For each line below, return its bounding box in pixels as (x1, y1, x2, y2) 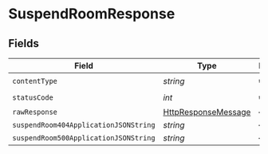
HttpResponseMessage (163, 107, 251, 117)
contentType (12, 77, 58, 85)
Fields (8, 37, 40, 50)
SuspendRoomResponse (8, 5, 175, 23)
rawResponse (12, 108, 58, 116)
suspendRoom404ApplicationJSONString (12, 120, 156, 129)
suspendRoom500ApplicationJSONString (12, 133, 156, 142)
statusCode (12, 93, 53, 102)
